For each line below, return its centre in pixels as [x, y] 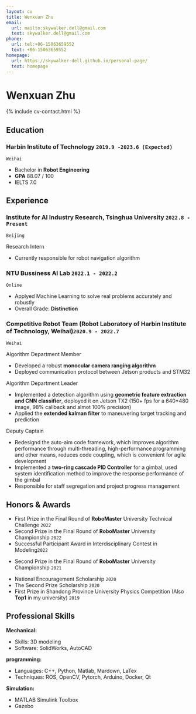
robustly [25, 302]
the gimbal [27, 480]
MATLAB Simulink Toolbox [46, 699]
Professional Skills [40, 616]
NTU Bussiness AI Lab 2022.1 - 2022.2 [62, 273]
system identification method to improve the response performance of [99, 474]
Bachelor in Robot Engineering [52, 170]
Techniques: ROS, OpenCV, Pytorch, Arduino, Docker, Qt [82, 677]
